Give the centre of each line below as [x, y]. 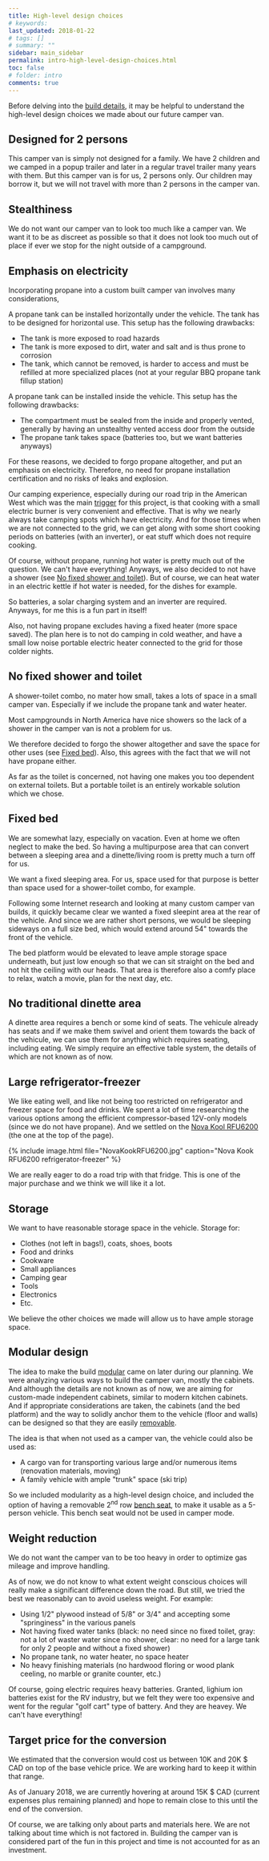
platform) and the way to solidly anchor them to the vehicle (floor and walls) [133, 1414]
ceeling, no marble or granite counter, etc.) [90, 1674]
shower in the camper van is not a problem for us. [90, 728]
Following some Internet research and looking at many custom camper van [131, 903]
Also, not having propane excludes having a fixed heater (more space [123, 625]
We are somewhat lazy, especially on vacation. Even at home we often [124, 838]
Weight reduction [53, 1538]
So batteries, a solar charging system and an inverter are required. [118, 601]
